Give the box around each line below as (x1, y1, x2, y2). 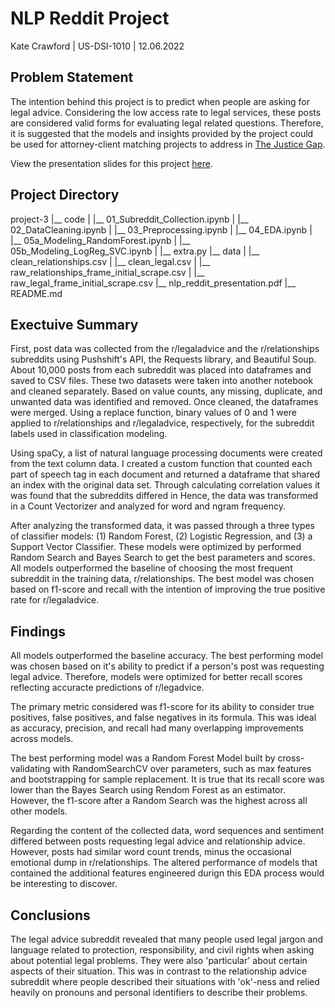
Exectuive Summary (10, 316, 139, 333)
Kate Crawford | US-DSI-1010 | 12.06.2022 (10, 40, 185, 52)
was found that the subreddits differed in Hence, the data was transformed (10, 490, 319, 502)
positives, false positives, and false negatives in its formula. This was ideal (10, 712, 317, 724)
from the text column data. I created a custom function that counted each (10, 458, 313, 470)
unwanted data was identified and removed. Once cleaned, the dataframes (10, 396, 319, 408)
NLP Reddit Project (10, 7, 170, 30)
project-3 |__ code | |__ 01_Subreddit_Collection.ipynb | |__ (10, 213, 249, 225)
